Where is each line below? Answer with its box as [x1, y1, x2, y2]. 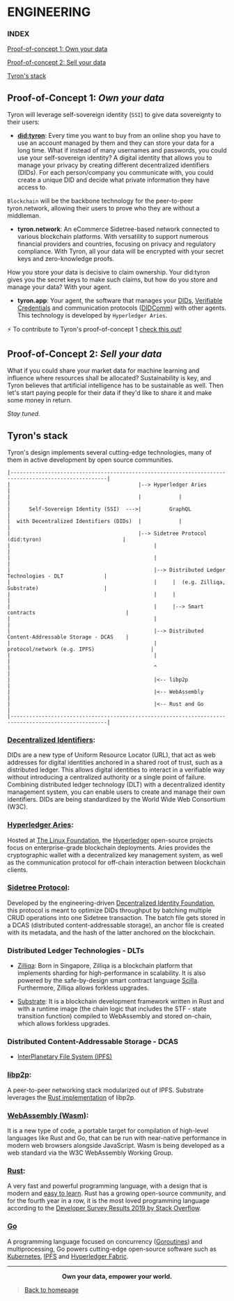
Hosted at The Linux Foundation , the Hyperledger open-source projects [7, 836, 214, 844]
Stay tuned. [7, 410, 40, 418]
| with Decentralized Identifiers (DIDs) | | [7, 517, 182, 524]
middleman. [7, 212, 41, 220]
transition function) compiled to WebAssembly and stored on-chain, [17, 1012, 212, 1020]
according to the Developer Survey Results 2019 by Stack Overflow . [7, 1204, 202, 1213]
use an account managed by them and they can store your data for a [17, 139, 214, 147]
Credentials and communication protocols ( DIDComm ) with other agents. [17, 304, 227, 312]
